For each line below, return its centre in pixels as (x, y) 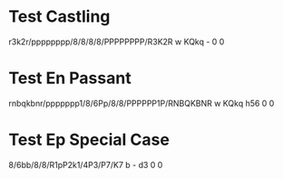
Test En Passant (70, 78)
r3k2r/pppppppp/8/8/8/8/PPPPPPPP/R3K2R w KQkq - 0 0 (117, 42)
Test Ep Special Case (89, 140)
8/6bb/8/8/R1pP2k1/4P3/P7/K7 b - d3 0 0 (86, 165)
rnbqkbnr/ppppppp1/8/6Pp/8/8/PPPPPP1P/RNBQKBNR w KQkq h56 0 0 (141, 103)
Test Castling (59, 17)
